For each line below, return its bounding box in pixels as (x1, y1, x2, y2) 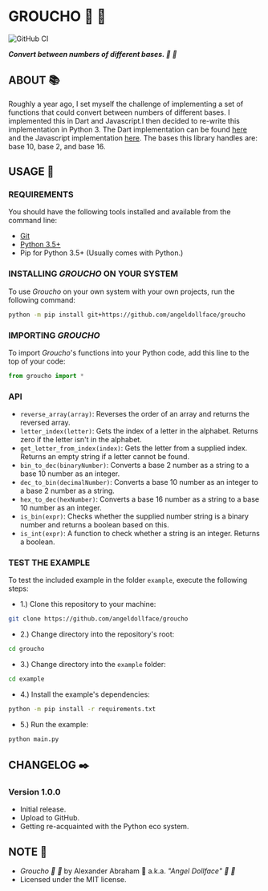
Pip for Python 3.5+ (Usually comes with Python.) (19, 248, 184, 258)
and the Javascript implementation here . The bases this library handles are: (8, 132, 258, 143)
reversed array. (19, 417, 71, 428)
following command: (8, 295, 76, 304)
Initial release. (19, 804, 67, 814)
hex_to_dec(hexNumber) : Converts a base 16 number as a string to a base (19, 494, 259, 504)
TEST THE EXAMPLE (8, 557, 91, 568)
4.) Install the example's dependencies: (19, 690, 150, 699)
